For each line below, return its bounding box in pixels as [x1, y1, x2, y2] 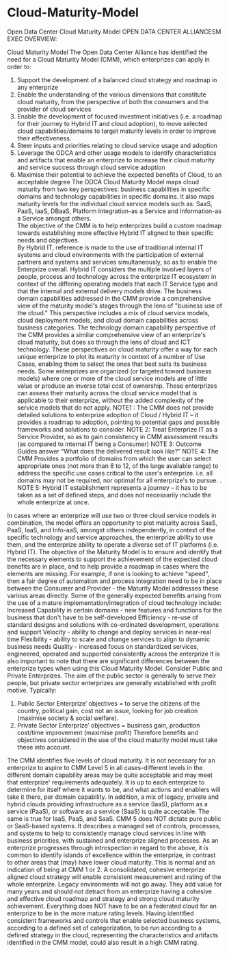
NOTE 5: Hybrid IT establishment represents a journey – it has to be [16, 483, 207, 491]
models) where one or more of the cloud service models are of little [16, 374, 207, 382]
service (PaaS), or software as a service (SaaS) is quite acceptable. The [7, 807, 210, 815]
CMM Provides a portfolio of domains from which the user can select [16, 454, 212, 462]
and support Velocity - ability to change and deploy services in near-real [7, 628, 212, 636]
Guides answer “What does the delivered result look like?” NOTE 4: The [16, 447, 219, 455]
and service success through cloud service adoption [16, 163, 165, 171]
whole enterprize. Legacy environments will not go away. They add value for [7, 880, 222, 888]
